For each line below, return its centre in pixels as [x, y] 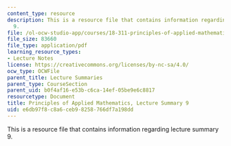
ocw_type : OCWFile [33, 71]
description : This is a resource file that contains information [102, 20]
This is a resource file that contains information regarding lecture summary [113, 129]
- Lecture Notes [30, 59]
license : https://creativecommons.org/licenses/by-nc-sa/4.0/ [98, 65]
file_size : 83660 [32, 39]
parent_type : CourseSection [47, 84]
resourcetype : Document [41, 97]
